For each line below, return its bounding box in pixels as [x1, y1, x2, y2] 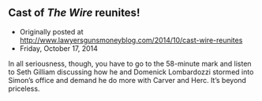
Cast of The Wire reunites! [8, 6, 140, 20]
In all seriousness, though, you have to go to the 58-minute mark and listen [8, 59, 252, 68]
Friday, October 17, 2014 [19, 43, 99, 53]
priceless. [8, 84, 40, 93]
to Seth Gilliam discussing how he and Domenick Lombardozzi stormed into [8, 67, 254, 77]
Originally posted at [19, 27, 84, 36]
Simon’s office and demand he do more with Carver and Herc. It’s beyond [8, 75, 247, 85]
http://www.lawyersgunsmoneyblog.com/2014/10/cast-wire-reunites [19, 35, 243, 45]
